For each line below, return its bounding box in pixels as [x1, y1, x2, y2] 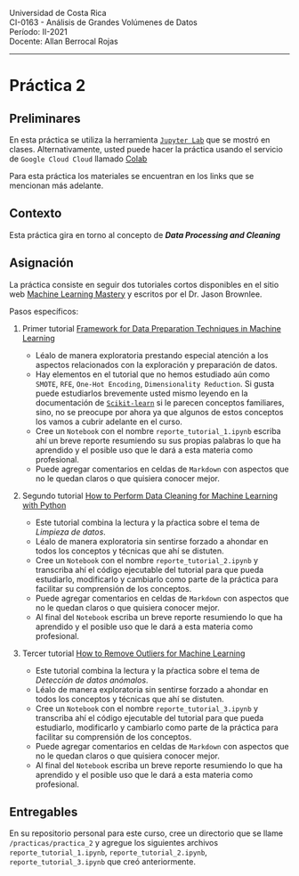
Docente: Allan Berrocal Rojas [9, 36, 118, 46]
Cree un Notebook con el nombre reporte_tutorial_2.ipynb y [35, 554, 259, 565]
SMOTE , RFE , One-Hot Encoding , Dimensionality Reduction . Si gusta [35, 378, 275, 389]
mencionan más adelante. [9, 180, 104, 191]
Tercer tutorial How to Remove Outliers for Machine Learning [21, 648, 246, 659]
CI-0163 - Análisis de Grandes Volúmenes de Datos [9, 17, 198, 28]
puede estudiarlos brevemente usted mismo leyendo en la [35, 388, 248, 398]
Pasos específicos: [9, 306, 78, 316]
